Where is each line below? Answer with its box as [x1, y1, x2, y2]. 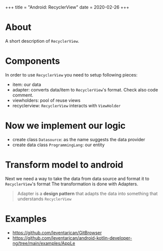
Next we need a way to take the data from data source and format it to [5, 175, 150, 181]
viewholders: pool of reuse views [12, 97, 81, 103]
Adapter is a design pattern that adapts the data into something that [17, 190, 158, 196]
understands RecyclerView [17, 196, 72, 202]
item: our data [12, 82, 41, 87]
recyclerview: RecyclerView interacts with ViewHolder [12, 102, 121, 108]
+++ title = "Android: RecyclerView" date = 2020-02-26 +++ [5, 4, 130, 10]
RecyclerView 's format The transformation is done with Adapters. [5, 181, 139, 187]
